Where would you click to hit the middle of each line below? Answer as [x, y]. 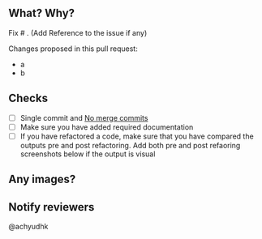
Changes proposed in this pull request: [73, 49]
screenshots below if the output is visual [88, 154]
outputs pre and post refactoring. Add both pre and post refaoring [130, 145]
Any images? [42, 179]
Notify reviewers [52, 207]
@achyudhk [28, 227]
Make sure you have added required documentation [107, 127]
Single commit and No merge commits [84, 117]
